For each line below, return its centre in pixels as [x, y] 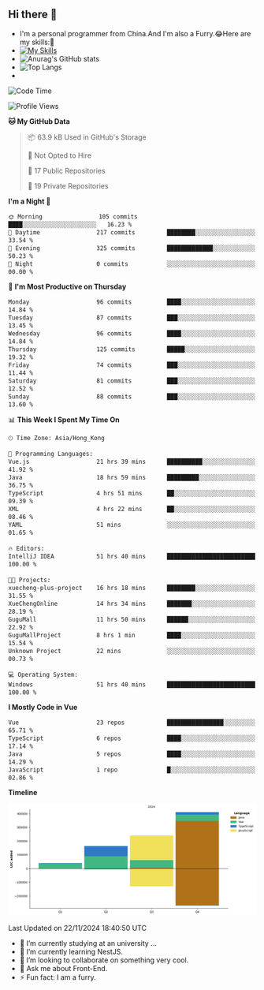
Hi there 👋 [33, 15]
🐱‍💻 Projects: [30, 580]
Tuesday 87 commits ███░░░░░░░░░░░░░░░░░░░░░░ [132, 318]
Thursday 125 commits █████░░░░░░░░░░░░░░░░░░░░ [132, 349]
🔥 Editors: [26, 548]
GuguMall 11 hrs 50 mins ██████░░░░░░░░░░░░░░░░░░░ [132, 619]
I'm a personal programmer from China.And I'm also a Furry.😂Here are [135, 33]
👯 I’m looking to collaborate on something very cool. [104, 960]
